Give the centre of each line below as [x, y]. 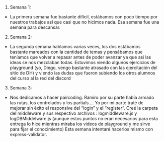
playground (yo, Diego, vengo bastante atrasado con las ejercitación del [83, 68]
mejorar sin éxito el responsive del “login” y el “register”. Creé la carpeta [84, 108]
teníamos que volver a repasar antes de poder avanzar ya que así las [81, 57]
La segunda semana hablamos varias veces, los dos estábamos [75, 46]
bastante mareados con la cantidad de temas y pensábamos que [76, 52]
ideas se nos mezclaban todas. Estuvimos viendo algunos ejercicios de [82, 62]
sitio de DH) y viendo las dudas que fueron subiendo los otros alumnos [82, 73]
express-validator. [28, 134]
